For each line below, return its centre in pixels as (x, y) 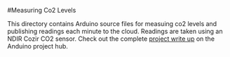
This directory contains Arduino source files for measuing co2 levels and (112, 24)
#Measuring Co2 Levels (42, 10)
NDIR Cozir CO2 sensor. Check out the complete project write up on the (111, 39)
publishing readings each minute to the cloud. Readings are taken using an (115, 31)
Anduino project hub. (38, 46)
